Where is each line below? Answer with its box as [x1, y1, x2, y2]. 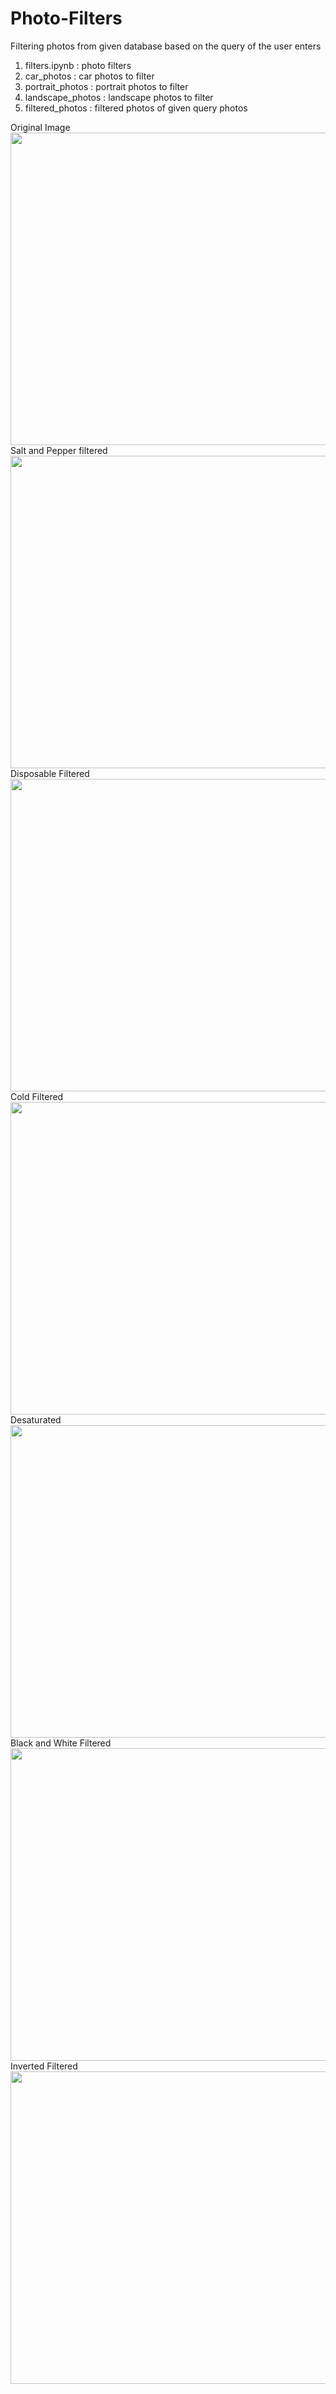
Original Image [10, 121, 71, 133]
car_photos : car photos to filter [24, 70, 155, 82]
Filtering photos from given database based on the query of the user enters [10, 40, 322, 52]
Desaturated [10, 1413, 62, 1426]
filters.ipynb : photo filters [24, 59, 132, 71]
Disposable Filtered [10, 767, 90, 779]
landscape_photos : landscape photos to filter [24, 91, 214, 103]
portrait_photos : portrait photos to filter [24, 80, 189, 92]
